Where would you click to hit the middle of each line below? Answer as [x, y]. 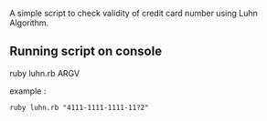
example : [28, 91]
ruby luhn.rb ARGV [45, 73]
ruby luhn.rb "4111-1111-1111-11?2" [79, 107]
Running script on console [86, 51]
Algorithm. [29, 23]
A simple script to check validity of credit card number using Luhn [133, 13]
